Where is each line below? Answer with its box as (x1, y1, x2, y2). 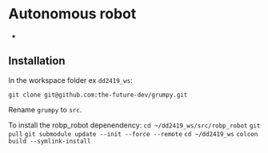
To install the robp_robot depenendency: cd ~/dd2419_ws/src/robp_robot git (8, 120, 261, 130)
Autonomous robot (8, 5, 137, 23)
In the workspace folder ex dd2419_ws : (8, 75, 134, 84)
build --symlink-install (8, 137, 91, 145)
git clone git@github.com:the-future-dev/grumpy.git (8, 91, 188, 99)
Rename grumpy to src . (8, 104, 82, 114)
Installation (8, 54, 66, 68)
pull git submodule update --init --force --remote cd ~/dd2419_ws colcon (8, 130, 258, 138)
